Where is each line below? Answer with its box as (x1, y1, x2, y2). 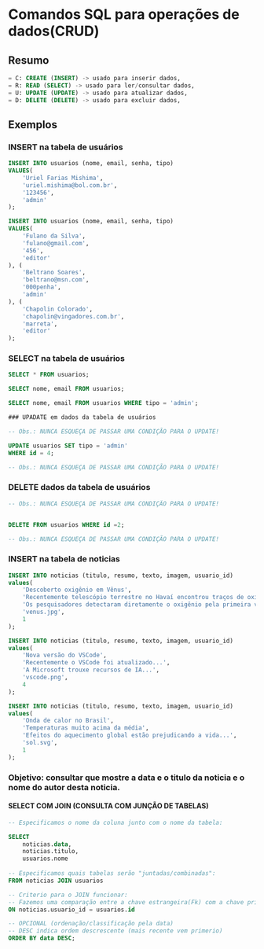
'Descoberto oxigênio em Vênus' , (22, 586, 132, 594)
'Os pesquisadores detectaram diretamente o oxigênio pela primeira (22, 601, 251, 609)
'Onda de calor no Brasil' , (22, 717, 114, 725)
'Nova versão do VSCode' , (22, 651, 108, 660)
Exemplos (8, 118, 57, 131)
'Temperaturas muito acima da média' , (22, 724, 149, 732)
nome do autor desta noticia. (8, 782, 120, 793)
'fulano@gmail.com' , (22, 239, 90, 247)
